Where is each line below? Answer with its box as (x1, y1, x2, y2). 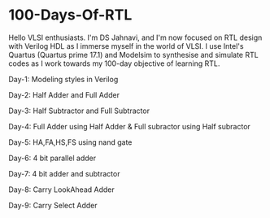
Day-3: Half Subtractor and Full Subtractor (8, 106, 150, 116)
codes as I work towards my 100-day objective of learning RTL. (8, 59, 220, 68)
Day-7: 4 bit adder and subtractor (8, 168, 120, 178)
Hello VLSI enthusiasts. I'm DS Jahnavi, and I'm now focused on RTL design (8, 33, 263, 42)
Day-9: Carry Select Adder (8, 200, 98, 210)
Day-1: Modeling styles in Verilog (8, 74, 119, 84)
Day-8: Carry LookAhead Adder (8, 185, 115, 194)
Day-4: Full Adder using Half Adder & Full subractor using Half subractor (8, 121, 250, 131)
